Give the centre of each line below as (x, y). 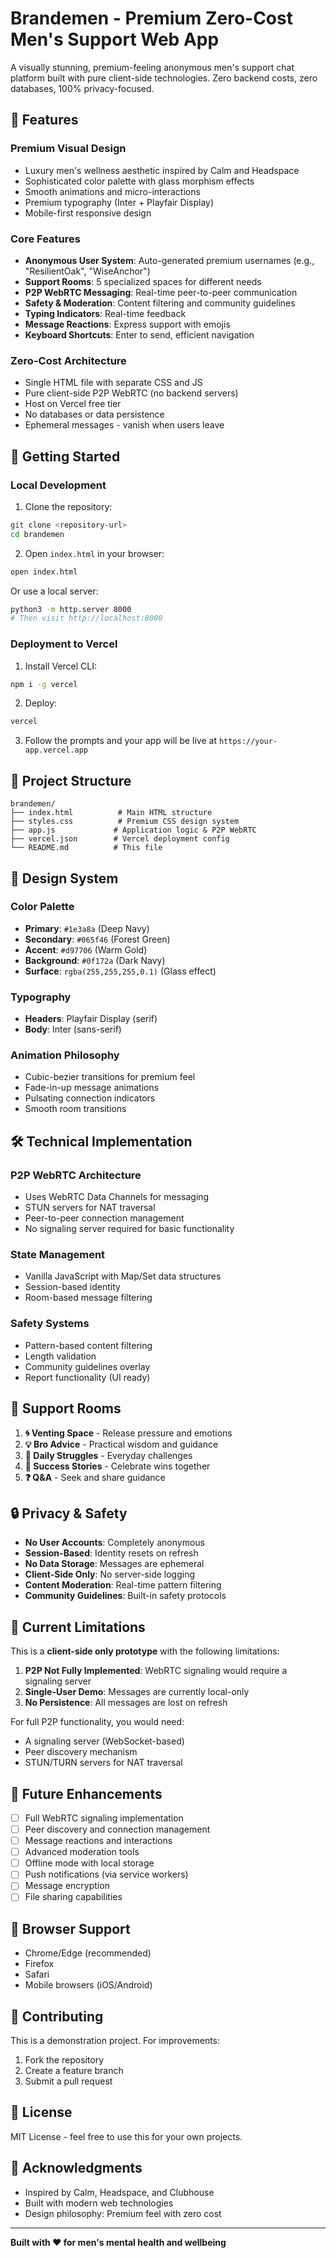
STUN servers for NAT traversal (90, 1208)
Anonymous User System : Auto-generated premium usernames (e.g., (169, 260)
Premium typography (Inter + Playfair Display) (119, 202)
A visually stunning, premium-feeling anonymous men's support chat (152, 67)
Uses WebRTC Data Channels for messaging (117, 1197)
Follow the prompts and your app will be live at (121, 741)
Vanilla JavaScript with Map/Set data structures (123, 1276)
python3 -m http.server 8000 (71, 609)
